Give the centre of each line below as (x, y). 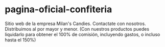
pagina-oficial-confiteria (58, 9)
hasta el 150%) (20, 40)
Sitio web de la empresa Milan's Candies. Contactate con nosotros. (75, 24)
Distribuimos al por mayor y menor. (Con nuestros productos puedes (77, 29)
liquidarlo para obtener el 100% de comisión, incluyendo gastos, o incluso (82, 34)
